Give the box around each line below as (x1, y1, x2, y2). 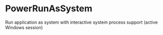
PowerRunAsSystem (5, 3, 93, 14)
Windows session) (5, 24, 43, 30)
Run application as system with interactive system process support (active (5, 19, 158, 25)
